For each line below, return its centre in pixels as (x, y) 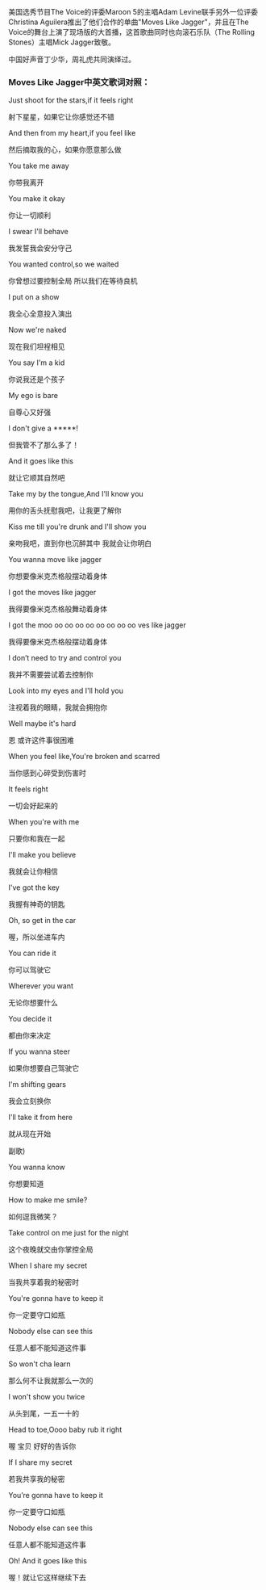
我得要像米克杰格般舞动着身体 (58, 609)
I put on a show (34, 297)
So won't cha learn (39, 1364)
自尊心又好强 (29, 412)
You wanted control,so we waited (64, 264)
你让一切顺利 (29, 216)
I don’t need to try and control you (65, 658)
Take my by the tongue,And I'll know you (76, 494)
